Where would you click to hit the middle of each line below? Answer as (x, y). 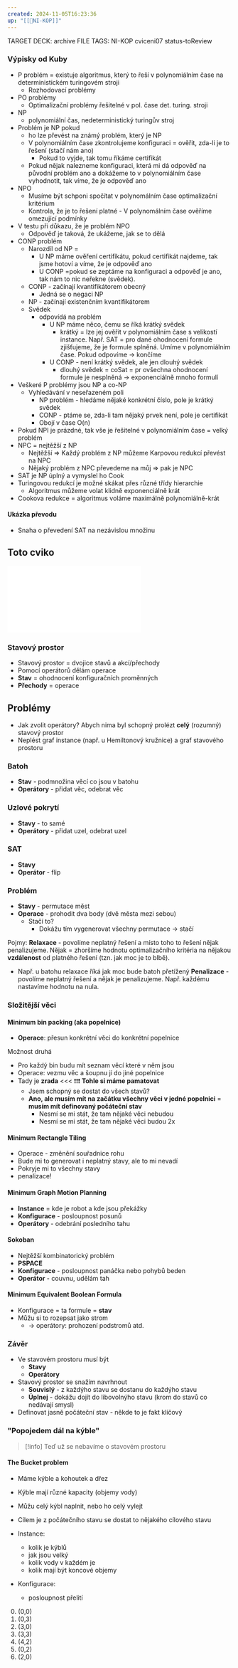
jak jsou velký (48, 1555)
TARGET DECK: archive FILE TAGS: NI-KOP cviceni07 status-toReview (110, 41)
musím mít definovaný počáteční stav (85, 1107)
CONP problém (40, 241)
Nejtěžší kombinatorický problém (66, 1255)
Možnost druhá (29, 1052)
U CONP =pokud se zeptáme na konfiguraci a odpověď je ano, (130, 271)
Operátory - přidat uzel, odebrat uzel (72, 830)
